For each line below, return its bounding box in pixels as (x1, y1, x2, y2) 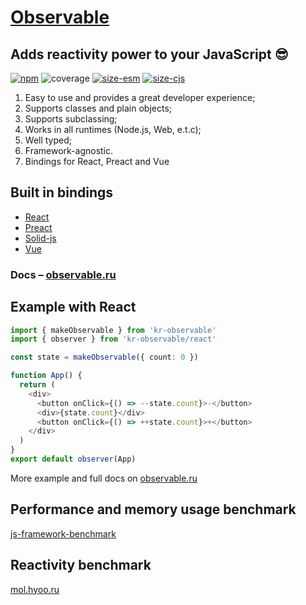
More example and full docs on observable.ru (10, 472, 198, 484)
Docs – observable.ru (10, 267, 117, 281)
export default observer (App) (10, 454, 137, 465)
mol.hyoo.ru (10, 583, 60, 595)
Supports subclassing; (24, 113, 118, 125)
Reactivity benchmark (10, 557, 152, 574)
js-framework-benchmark (10, 527, 117, 540)
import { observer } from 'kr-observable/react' (10, 334, 217, 345)
